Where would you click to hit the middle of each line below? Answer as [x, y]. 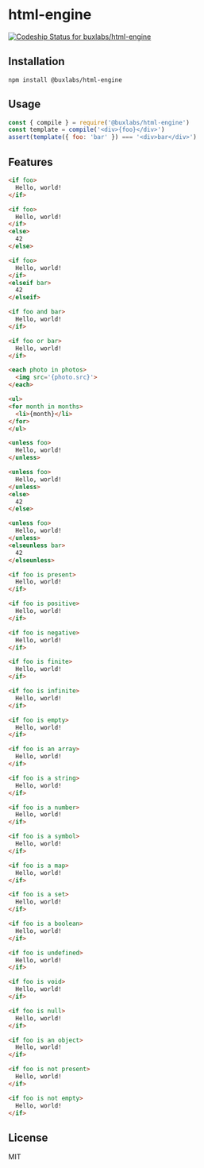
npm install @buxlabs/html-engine [65, 80]
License [28, 1137]
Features [31, 162]
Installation [37, 62]
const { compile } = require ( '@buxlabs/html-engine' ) [99, 122]
